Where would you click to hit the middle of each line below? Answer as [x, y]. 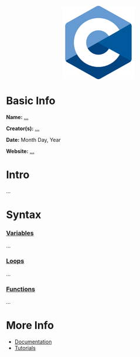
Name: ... [17, 117]
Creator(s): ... [23, 128]
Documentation [33, 341]
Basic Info [31, 101]
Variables [20, 233]
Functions [21, 289]
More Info [30, 326]
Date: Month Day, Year [34, 140]
